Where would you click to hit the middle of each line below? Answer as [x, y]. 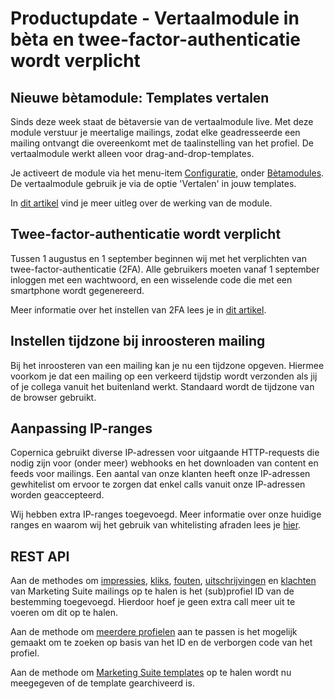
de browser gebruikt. [53, 397]
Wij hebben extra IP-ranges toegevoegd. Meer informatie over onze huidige [166, 514]
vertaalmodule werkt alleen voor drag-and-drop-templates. [132, 153]
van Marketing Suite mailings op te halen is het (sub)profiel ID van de [152, 591]
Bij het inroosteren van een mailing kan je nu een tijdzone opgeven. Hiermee [167, 365]
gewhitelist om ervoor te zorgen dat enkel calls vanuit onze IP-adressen [158, 484]
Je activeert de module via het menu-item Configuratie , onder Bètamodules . [167, 173]
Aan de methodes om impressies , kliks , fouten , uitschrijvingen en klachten [163, 581]
